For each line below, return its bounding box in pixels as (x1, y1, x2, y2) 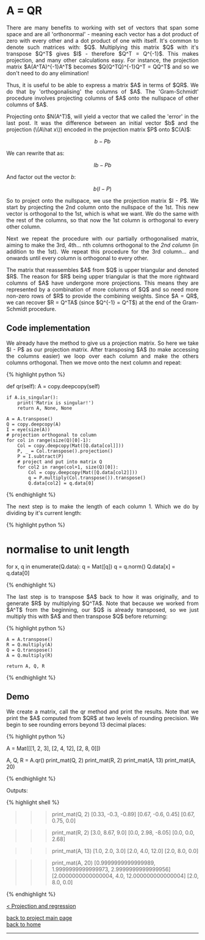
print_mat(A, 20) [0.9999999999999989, (51, 859, 156, 867)
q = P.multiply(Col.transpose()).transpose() (28, 475, 146, 481)
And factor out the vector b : (6, 173, 76, 181)
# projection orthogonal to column (6, 432, 97, 438)
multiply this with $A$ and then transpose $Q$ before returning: (6, 612, 168, 620)
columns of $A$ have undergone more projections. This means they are (6, 279, 199, 287)
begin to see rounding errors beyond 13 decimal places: (6, 721, 146, 728)
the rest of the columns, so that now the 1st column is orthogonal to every (6, 216, 199, 224)
